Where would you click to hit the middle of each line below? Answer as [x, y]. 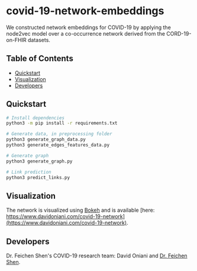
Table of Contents [40, 58]
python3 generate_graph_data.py [46, 140]
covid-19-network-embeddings [85, 11]
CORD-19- [179, 33]
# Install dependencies [35, 118]
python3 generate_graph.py [39, 161]
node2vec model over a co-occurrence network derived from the [86, 33]
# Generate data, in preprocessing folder [59, 134]
